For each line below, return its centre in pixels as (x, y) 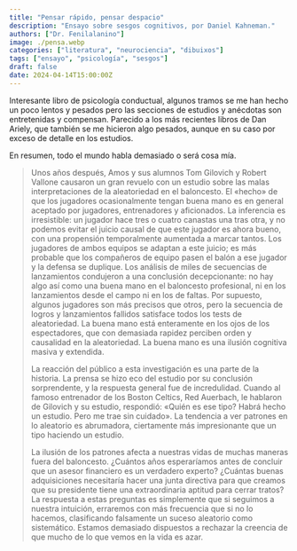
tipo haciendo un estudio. (77, 435)
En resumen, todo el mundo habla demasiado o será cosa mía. (123, 155)
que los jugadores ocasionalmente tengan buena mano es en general (157, 201)
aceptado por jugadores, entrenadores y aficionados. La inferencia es (158, 210)
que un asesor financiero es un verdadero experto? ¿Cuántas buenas (157, 470)
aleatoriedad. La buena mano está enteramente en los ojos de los (150, 323)
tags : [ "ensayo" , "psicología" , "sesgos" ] (89, 59)
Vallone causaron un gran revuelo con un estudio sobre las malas (150, 182)
